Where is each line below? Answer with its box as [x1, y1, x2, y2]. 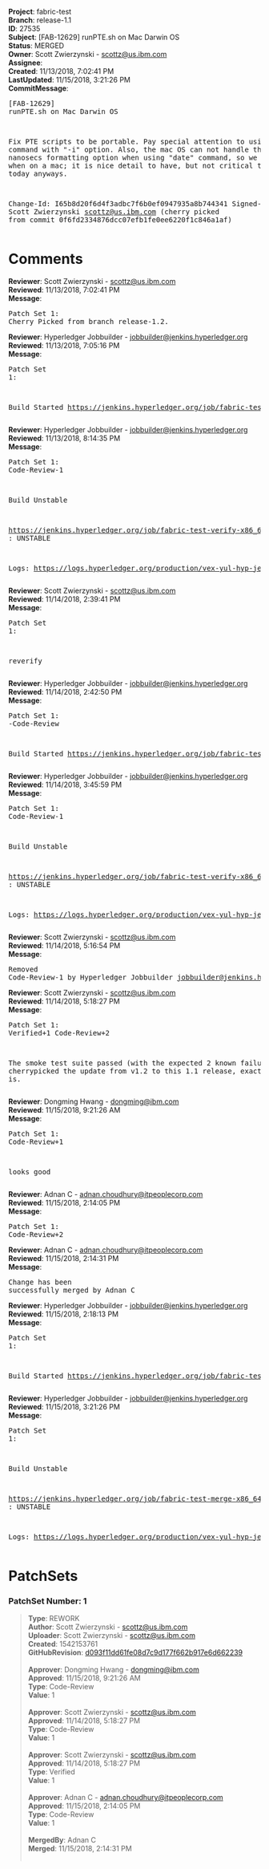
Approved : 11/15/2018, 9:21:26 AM [27, 1673, 142, 1683]
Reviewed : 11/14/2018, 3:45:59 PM [8, 780, 122, 789]
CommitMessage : [8, 83, 69, 93]
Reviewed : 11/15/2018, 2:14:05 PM [8, 1198, 121, 1207]
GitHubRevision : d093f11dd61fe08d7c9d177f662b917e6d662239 [27, 1648, 243, 1657]
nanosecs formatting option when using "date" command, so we [8, 153, 258, 162]
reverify [8, 656, 42, 665]
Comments [8, 250, 83, 268]
